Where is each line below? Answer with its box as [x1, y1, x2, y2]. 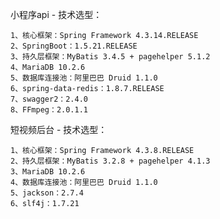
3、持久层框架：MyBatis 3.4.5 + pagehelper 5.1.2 [10, 52, 211, 62]
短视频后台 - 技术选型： [10, 124, 108, 135]
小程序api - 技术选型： [10, 9, 103, 20]
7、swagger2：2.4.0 [10, 94, 89, 104]
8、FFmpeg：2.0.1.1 [10, 105, 89, 115]
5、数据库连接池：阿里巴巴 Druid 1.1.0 [10, 73, 158, 83]
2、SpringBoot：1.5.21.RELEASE [10, 41, 138, 51]
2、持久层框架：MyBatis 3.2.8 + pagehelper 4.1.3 [10, 156, 211, 166]
